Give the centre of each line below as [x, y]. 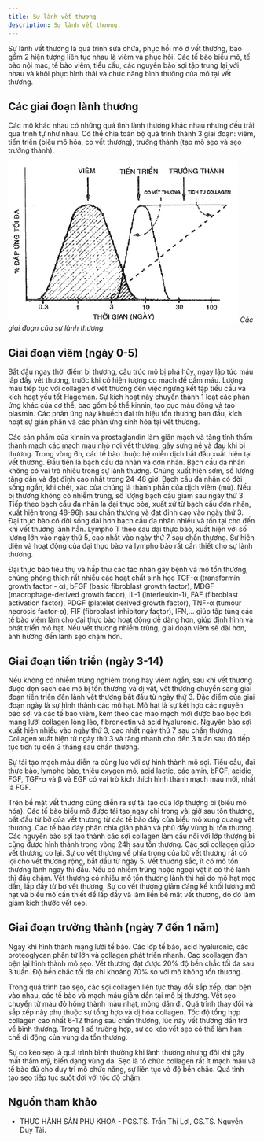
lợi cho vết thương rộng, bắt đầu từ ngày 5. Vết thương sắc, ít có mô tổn [123, 861]
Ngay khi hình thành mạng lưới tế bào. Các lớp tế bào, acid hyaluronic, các [128, 946]
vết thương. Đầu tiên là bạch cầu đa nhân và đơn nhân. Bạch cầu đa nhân [127, 462]
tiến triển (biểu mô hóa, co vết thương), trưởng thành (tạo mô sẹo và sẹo [125, 142]
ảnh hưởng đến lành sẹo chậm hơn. [65, 637]
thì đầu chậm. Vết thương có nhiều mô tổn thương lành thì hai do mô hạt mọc [132, 878]
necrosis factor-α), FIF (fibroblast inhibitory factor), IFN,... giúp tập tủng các [131, 612]
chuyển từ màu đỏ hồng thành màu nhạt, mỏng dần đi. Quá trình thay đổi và [131, 1003]
